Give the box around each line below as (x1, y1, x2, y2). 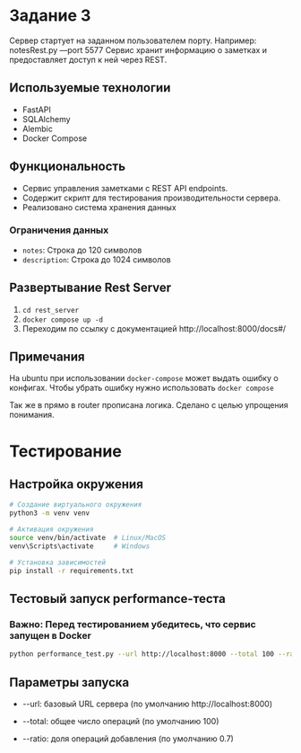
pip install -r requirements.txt (9, 566, 134, 575)
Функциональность (9, 159, 126, 174)
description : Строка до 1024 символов (21, 253, 172, 265)
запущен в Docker (9, 629, 91, 642)
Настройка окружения (9, 477, 143, 492)
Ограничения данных (9, 224, 109, 236)
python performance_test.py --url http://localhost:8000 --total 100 (9, 650, 275, 659)
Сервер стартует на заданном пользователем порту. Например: (9, 35, 257, 46)
